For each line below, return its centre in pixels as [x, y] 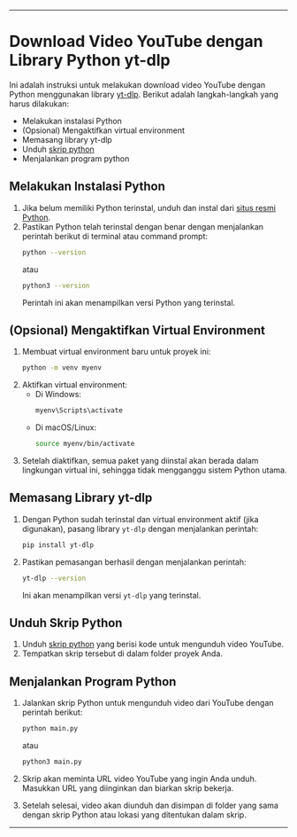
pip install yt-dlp [58, 545]
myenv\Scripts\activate [79, 411]
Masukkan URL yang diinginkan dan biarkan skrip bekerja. [128, 788]
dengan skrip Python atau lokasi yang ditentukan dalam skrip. [134, 814]
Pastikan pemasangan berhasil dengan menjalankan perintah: [134, 562]
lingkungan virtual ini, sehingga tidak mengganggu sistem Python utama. [154, 470]
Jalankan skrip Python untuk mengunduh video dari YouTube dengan [148, 703]
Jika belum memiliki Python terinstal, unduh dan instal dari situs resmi [149, 207]
